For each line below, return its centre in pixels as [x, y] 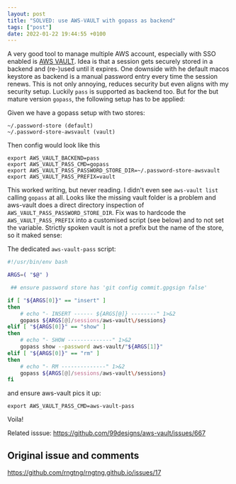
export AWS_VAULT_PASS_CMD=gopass [58, 165]
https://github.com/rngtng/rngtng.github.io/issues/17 [84, 473]
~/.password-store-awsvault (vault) [61, 132]
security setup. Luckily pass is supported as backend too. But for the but [113, 92]
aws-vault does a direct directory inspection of [76, 205]
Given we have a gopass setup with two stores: [76, 113]
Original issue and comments [73, 455]
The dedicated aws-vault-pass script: [62, 249]
